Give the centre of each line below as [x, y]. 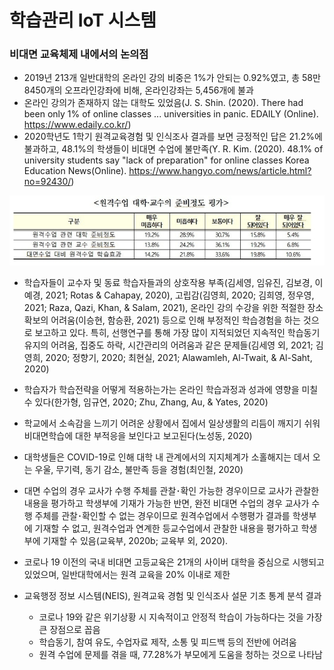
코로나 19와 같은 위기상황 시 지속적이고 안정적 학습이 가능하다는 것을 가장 [180, 617]
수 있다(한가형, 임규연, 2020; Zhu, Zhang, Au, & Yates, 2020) [146, 402]
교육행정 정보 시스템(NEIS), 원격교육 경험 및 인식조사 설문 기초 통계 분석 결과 [172, 595]
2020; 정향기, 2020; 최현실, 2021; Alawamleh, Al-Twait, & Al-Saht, [179, 357]
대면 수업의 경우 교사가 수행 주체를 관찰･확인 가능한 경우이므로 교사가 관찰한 [171, 490]
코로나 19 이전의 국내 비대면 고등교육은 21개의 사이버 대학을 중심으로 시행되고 [174, 562]
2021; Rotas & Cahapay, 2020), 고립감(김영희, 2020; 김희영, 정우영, [180, 295]
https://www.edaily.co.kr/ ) [77, 125]
